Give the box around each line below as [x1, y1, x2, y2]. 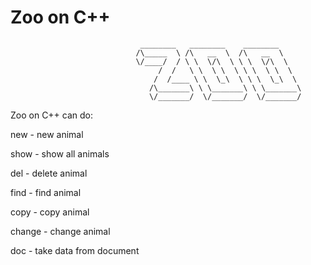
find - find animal [10, 186, 82, 198]
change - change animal [10, 225, 111, 237]
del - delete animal [10, 167, 88, 179]
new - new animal [10, 128, 84, 140]
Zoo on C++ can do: [10, 109, 94, 121]
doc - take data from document [10, 244, 140, 256]
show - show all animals [10, 147, 110, 160]
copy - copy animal [10, 206, 90, 218]
